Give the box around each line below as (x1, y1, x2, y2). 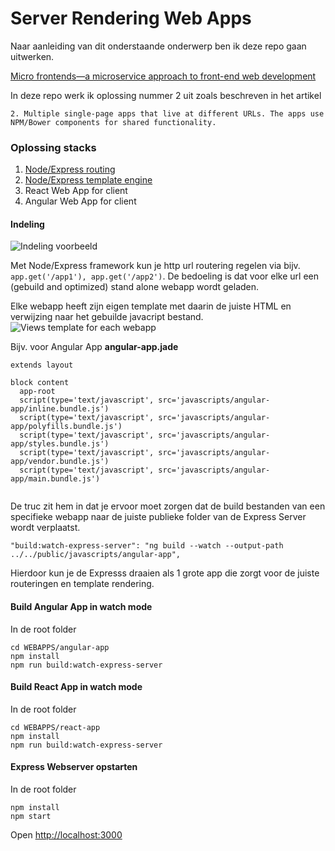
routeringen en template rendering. (10, 578, 155, 590)
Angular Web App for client (24, 195, 137, 207)
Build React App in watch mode (10, 681, 143, 693)
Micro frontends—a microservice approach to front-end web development (10, 70, 317, 82)
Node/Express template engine (24, 174, 153, 186)
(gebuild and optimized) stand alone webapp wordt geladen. (10, 281, 260, 293)
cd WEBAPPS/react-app (10, 722, 101, 732)
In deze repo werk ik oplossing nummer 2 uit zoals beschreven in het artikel (10, 89, 322, 101)
